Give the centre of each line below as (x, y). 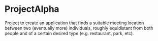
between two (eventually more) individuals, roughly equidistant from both (79, 28)
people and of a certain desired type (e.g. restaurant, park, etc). (69, 33)
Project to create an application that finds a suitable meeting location (74, 23)
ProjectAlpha (32, 9)
